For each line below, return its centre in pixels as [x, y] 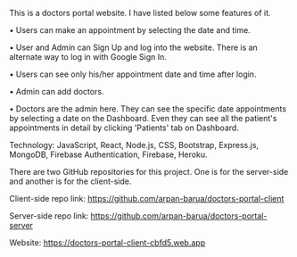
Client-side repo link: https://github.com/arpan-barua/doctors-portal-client [147, 199]
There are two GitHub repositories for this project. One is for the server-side [149, 172]
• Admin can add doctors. [57, 91]
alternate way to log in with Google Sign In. [88, 57]
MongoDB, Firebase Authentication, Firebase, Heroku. [108, 154]
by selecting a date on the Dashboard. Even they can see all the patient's [143, 118]
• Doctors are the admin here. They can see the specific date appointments [148, 109]
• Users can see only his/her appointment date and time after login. [133, 74]
